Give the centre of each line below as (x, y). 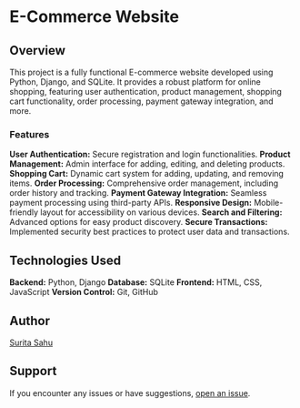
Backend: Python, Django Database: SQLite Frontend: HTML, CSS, (136, 282)
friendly (24, 212)
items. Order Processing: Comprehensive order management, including (144, 183)
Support (33, 371)
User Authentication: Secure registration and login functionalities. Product (150, 154)
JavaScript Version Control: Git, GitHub (84, 292)
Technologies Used (65, 260)
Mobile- (269, 203)
